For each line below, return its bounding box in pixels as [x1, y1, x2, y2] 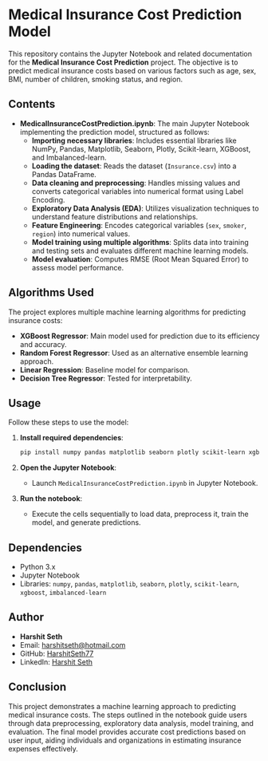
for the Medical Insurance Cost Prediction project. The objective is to [8, 57, 238, 67]
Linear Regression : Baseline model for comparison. [19, 365, 190, 374]
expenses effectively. [8, 743, 78, 753]
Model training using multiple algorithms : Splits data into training [31, 237, 249, 246]
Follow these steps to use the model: [8, 417, 129, 428]
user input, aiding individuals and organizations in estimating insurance [8, 735, 242, 745]
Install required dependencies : [19, 433, 124, 443]
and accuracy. [19, 339, 67, 349]
